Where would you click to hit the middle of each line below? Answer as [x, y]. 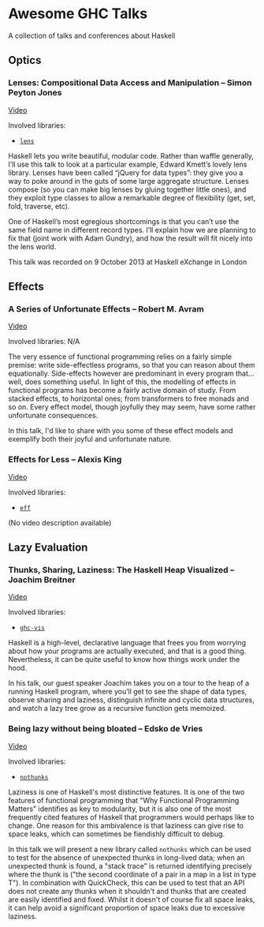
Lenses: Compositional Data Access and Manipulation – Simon [130, 83]
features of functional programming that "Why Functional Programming [124, 800]
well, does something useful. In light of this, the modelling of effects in [122, 382]
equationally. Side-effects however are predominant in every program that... [131, 374]
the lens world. [32, 246]
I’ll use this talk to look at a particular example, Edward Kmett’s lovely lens [128, 164]
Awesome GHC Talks [78, 14]
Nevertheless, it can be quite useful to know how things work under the [124, 660]
